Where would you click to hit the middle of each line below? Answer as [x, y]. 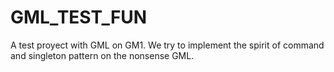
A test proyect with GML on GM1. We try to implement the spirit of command [167, 45]
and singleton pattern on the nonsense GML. [102, 55]
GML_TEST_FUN [79, 17]
